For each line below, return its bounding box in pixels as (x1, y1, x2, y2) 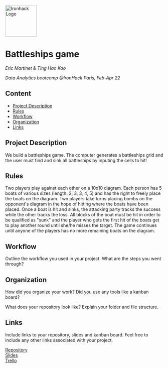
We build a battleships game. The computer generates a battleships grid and (5, 152, 163, 158)
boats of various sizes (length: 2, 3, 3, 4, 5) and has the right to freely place (5, 190, 161, 196)
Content (5, 89, 32, 98)
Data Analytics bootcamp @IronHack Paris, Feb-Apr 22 (5, 75, 120, 81)
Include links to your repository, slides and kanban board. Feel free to (5, 331, 148, 338)
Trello (5, 357, 17, 363)
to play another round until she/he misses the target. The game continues (5, 222, 157, 228)
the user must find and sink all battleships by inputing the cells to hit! (5, 157, 147, 163)
